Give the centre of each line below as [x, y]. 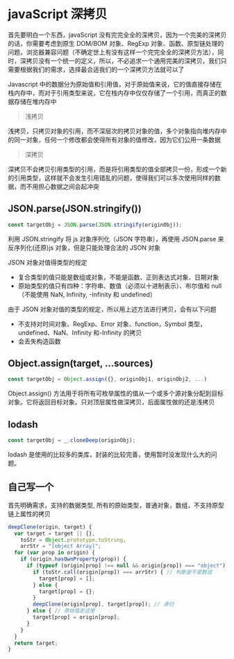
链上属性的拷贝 [29, 513]
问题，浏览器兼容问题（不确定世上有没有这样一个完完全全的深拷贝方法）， [113, 52]
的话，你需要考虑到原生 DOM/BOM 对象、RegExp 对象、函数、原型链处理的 [116, 43]
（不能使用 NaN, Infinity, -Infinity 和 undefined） [87, 294]
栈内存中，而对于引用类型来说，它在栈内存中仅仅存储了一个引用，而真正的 [114, 93]
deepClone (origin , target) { [50, 527]
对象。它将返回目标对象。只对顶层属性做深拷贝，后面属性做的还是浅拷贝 [111, 402]
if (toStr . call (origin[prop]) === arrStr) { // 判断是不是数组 [123, 572]
